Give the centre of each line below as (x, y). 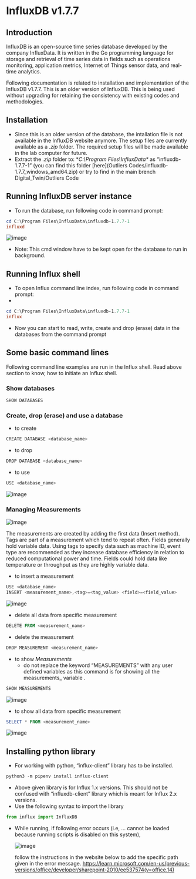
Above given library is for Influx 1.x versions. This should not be (91, 787)
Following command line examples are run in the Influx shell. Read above (94, 367)
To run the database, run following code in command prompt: (89, 210)
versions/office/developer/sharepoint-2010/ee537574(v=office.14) (94, 870)
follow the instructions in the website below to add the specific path (96, 857)
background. (30, 255)
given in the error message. (48, 863)
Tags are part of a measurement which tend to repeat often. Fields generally (98, 540)
